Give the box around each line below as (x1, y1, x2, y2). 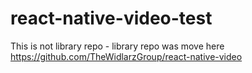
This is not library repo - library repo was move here (10, 40, 225, 52)
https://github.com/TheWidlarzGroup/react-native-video (10, 50, 243, 62)
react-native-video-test (10, 7, 213, 30)
